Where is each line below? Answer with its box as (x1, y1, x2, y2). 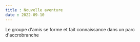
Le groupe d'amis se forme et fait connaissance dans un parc (5, 26, 135, 32)
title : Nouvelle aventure (5, 7, 63, 13)
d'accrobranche (5, 32, 39, 38)
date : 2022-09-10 (5, 12, 45, 17)
